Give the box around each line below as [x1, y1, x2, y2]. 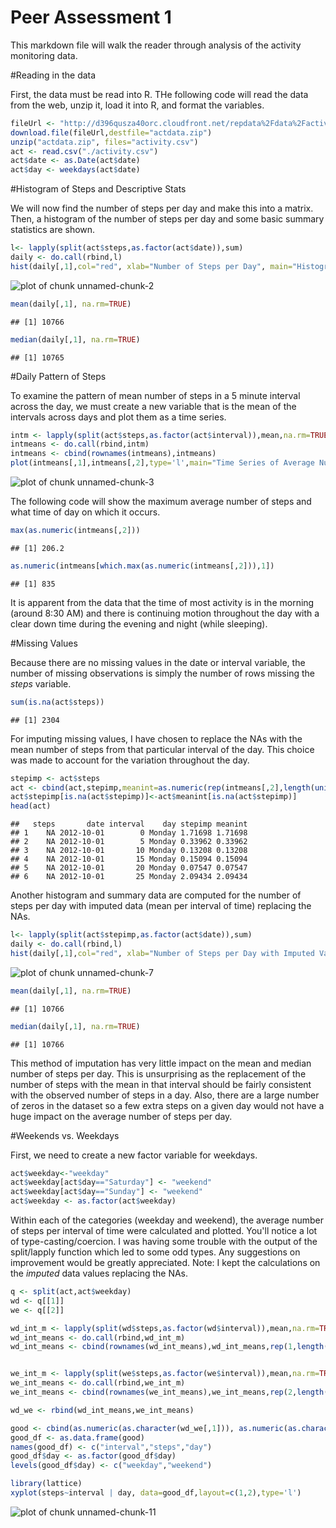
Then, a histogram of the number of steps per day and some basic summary [10, 213, 325, 225]
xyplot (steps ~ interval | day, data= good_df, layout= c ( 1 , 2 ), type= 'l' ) [10, 1488, 302, 1498]
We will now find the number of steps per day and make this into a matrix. [10, 202, 314, 215]
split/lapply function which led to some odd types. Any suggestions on [10, 1246, 301, 1258]
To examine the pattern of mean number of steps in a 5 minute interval [10, 389, 301, 401]
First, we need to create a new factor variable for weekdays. [10, 1149, 258, 1161]
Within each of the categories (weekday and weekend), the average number [10, 1214, 325, 1226]
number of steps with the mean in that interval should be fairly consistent [10, 1078, 312, 1090]
